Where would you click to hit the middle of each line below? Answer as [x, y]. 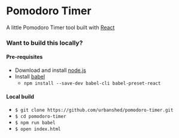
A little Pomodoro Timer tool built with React [60, 27]
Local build [20, 96]
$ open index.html [38, 129]
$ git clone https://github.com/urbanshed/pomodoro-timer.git [94, 110]
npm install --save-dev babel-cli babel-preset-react [92, 84]
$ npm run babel [35, 123]
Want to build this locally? [45, 43]
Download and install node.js [51, 70]
